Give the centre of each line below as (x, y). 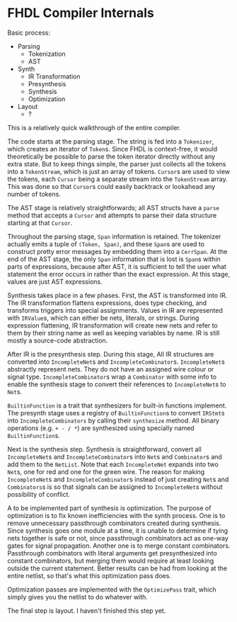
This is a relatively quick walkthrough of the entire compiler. (94, 127)
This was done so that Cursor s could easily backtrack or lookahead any (111, 186)
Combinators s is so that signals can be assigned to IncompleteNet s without (115, 487)
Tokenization (47, 54)
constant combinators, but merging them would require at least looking (111, 560)
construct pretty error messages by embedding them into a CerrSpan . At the (117, 251)
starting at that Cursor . (40, 223)
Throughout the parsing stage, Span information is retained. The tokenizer (114, 236)
